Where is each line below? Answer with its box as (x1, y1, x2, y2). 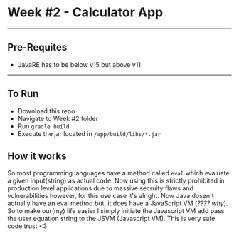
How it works (7, 150, 67, 162)
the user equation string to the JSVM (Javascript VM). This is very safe (7, 215, 216, 223)
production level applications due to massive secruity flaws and (7, 184, 194, 193)
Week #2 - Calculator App (7, 4, 164, 21)
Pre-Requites (7, 41, 68, 53)
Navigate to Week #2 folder (17, 114, 98, 123)
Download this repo (17, 106, 75, 115)
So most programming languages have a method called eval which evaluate (7, 169, 230, 178)
